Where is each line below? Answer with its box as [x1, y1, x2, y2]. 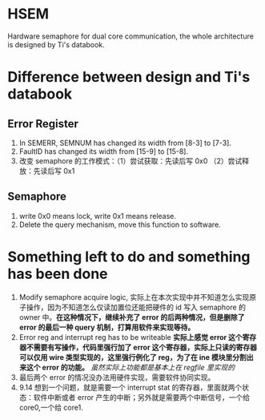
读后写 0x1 [40, 166, 75, 176]
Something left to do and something [7, 248, 251, 265]
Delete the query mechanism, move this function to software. [18, 220, 221, 229]
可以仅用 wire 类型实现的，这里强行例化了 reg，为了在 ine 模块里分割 [18, 352, 247, 361]
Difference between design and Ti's [7, 68, 251, 87]
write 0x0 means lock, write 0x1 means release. [18, 211, 177, 220]
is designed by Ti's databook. [7, 39, 105, 49]
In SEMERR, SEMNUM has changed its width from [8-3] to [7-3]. [18, 138, 231, 147]
